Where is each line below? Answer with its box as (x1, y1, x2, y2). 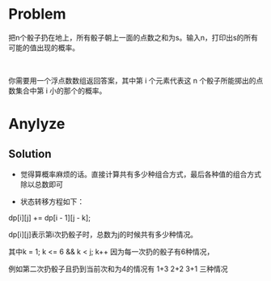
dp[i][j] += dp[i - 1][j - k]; (8, 212, 91, 223)
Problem (8, 5, 66, 23)
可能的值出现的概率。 (8, 42, 79, 53)
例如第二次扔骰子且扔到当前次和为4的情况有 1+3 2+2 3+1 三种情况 (8, 264, 228, 274)
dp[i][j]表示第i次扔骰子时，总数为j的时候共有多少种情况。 (8, 229, 198, 239)
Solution (8, 147, 52, 160)
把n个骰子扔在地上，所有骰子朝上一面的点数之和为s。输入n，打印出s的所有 (8, 32, 259, 42)
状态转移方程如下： (19, 196, 85, 206)
